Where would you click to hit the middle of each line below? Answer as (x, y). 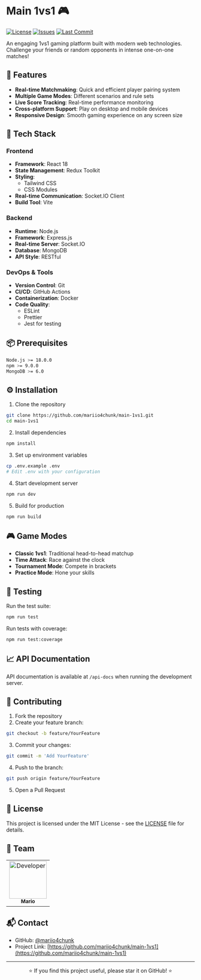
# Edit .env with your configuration (53, 472)
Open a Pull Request (40, 790)
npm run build (24, 517)
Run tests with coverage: (37, 628)
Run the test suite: (28, 606)
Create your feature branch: (49, 723)
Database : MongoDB (41, 250)
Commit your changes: (43, 745)
